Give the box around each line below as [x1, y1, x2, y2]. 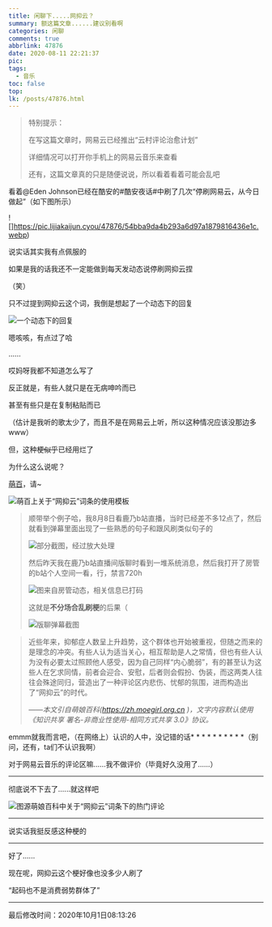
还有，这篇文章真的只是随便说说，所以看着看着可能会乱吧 [28, 169, 220, 179]
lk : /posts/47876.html [8, 95, 85, 103]
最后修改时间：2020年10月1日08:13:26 [8, 910, 137, 920]
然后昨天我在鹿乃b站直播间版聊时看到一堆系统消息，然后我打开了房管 [28, 558, 261, 568]
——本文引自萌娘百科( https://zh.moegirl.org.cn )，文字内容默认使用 [28, 705, 253, 715]
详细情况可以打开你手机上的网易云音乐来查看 [28, 152, 178, 162]
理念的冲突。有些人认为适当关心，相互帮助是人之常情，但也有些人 [35, 647, 256, 657]
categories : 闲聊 [8, 27, 65, 35]
